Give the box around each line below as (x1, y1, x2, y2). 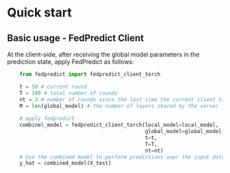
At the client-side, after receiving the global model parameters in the (7, 50, 200, 58)
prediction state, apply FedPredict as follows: (7, 58, 135, 66)
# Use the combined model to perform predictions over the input (19, 153, 210, 161)
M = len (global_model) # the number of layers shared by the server (19, 102, 219, 109)
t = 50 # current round (19, 83, 88, 90)
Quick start (7, 5, 72, 21)
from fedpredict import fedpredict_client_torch (19, 71, 161, 78)
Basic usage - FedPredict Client (7, 32, 144, 44)
